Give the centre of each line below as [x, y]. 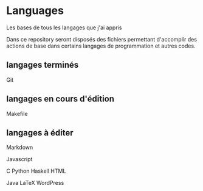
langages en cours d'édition [60, 99]
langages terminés [43, 65]
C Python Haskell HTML [36, 171]
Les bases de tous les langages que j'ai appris [64, 27]
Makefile [17, 114]
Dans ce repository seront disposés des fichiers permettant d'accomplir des [102, 39]
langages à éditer [40, 133]
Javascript [19, 159]
